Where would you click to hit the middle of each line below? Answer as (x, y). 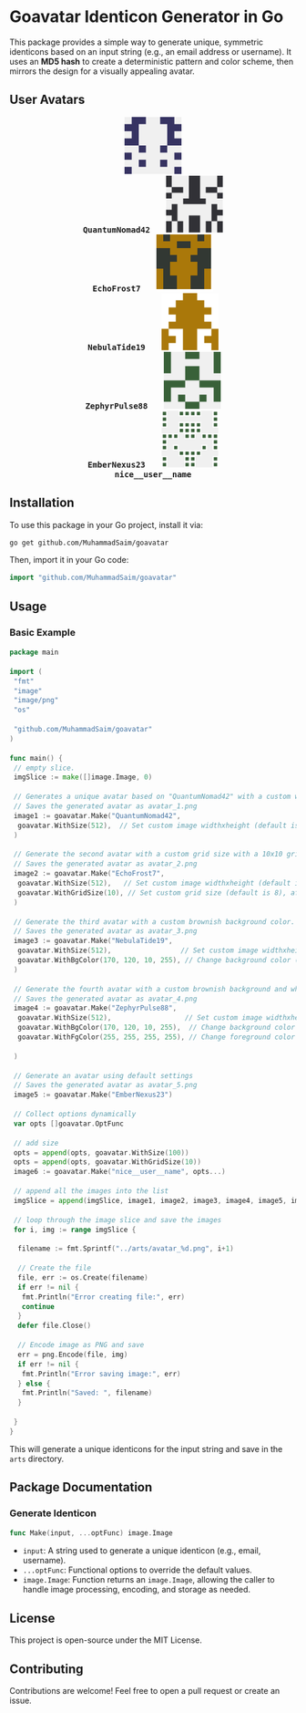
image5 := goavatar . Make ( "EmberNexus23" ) (93, 1095)
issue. (20, 1700)
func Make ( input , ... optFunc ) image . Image (91, 1533)
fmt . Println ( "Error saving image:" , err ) (101, 1374)
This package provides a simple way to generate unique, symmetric (137, 42)
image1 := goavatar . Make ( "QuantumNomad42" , (97, 815)
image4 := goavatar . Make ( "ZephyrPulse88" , (95, 1008)
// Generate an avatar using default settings (103, 1075)
